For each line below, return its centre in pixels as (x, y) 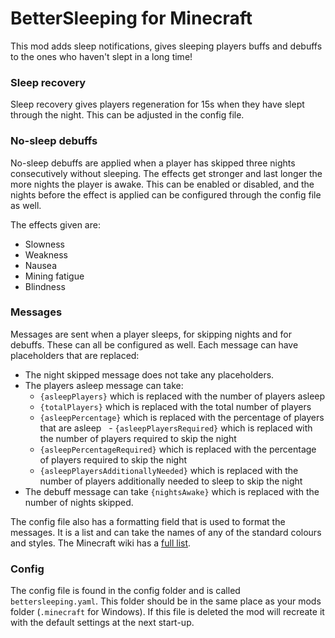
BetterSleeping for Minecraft (131, 18)
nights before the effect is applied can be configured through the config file (166, 194)
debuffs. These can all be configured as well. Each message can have (154, 344)
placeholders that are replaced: (75, 355)
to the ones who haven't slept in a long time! (101, 56)
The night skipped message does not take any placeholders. (149, 374)
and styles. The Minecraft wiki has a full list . (101, 543)
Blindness (45, 286)
